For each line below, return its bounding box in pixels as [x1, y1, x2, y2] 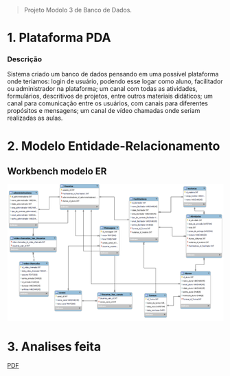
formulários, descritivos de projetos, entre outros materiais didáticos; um [7, 92, 213, 101]
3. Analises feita [7, 339, 102, 354]
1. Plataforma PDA [7, 30, 111, 45]
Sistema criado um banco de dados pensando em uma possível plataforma [7, 70, 219, 79]
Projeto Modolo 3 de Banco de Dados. [23, 6, 133, 14]
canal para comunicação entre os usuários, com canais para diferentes [7, 99, 208, 107]
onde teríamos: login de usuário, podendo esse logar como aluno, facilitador [7, 77, 223, 85]
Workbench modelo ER [7, 165, 107, 178]
